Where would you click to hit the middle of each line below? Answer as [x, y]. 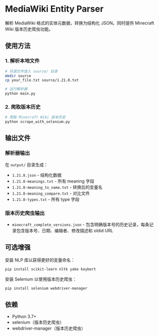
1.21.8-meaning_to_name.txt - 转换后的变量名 [57, 187]
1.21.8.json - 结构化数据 [37, 175]
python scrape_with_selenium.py [37, 122]
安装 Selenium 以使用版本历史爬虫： [41, 279]
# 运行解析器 [16, 89]
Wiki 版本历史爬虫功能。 [29, 29]
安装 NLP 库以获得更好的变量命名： [40, 260]
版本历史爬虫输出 [25, 213]
